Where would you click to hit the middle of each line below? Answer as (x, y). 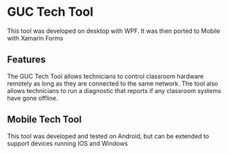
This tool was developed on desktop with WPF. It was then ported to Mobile (114, 31)
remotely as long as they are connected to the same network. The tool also (113, 84)
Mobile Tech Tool (45, 119)
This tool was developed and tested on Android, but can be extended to (108, 136)
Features (26, 60)
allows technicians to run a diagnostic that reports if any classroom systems (114, 90)
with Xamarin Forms (35, 38)
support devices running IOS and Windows (67, 143)
